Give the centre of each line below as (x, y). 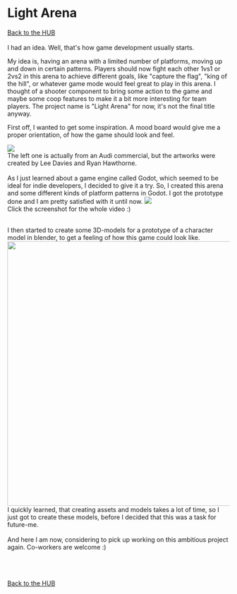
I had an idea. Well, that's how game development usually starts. (101, 47)
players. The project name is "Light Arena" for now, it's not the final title (111, 106)
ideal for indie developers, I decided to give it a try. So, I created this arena (115, 186)
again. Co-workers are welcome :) (57, 547)
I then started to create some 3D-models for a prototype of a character (110, 230)
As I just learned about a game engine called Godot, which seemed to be (113, 178)
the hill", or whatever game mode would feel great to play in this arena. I (112, 83)
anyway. (19, 114)
